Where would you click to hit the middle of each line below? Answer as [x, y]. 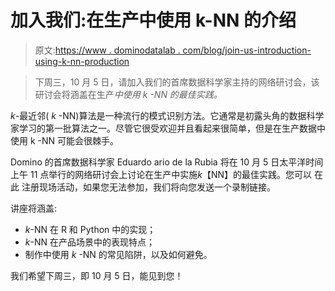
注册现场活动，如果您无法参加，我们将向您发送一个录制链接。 [148, 187]
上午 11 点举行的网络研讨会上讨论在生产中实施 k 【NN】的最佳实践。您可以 [161, 174]
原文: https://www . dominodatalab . [107, 50]
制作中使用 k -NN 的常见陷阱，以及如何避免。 [118, 254]
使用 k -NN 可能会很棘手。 [65, 140]
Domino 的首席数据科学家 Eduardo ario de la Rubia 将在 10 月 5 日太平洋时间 [167, 162]
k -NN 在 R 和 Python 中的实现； [90, 229]
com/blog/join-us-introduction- [247, 50]
